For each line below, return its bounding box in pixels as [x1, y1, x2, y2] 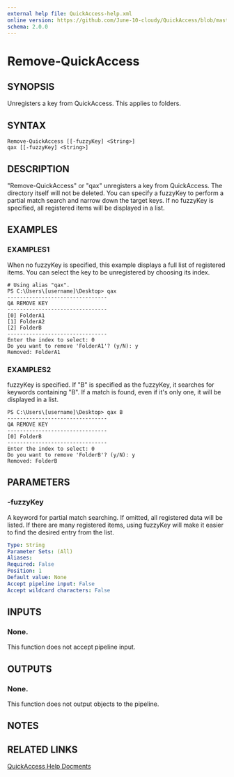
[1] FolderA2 [7, 318, 45, 325]
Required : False [7, 561, 54, 568]
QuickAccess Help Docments [7, 762, 92, 771]
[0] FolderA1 [7, 311, 45, 319]
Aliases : [7, 555, 33, 562]
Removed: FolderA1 [7, 348, 61, 355]
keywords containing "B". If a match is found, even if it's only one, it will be [7, 387, 221, 396]
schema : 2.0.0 [7, 23, 49, 30]
